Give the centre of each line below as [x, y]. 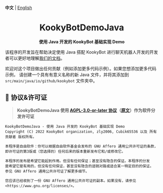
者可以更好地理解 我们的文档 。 [35, 58]
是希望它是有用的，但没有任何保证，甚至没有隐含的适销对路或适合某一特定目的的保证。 [79, 166]
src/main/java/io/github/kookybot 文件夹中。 [51, 80]
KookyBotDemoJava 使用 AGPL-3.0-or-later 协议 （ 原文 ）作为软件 [84, 110]
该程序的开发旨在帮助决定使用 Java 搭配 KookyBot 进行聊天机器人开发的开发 [81, 52]
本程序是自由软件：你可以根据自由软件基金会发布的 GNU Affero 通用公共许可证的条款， [81, 146]
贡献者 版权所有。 [21, 137]
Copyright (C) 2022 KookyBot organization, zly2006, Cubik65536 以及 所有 [81, 132]
